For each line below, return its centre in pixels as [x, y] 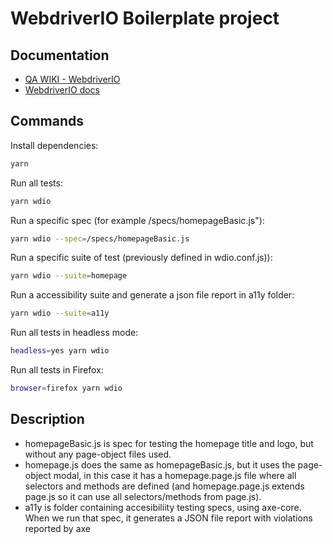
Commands [47, 121]
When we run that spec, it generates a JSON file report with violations [168, 518]
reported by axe [58, 528]
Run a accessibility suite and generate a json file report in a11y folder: [152, 295]
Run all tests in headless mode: [74, 333]
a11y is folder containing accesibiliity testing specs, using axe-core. [163, 507]
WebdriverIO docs [62, 90]
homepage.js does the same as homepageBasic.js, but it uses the [160, 464]
